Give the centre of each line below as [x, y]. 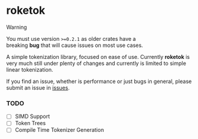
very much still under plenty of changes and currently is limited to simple [96, 63]
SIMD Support [32, 116]
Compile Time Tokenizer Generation [59, 130]
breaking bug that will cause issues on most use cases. [75, 45]
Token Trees [30, 123]
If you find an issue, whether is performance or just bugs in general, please [99, 81]
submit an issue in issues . [38, 87]
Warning [16, 27]
